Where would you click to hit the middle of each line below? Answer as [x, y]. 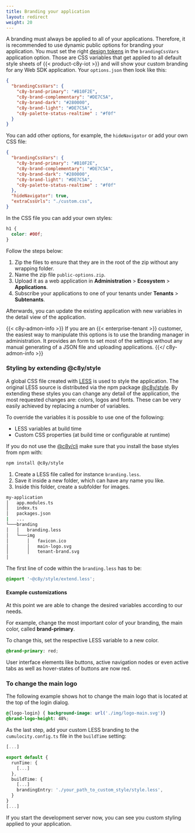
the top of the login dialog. [38, 703]
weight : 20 [19, 22]
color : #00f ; [27, 234]
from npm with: [24, 452]
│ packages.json [28, 514]
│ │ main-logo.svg [39, 546]
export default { [27, 758]
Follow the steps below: [34, 251]
